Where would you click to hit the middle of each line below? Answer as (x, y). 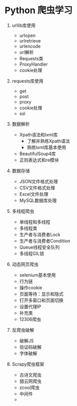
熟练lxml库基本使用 (46, 147)
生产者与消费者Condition (45, 241)
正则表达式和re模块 (39, 160)
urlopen (27, 35)
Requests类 (31, 58)
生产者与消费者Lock (40, 234)
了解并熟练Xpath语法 (48, 141)
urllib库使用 (24, 25)
